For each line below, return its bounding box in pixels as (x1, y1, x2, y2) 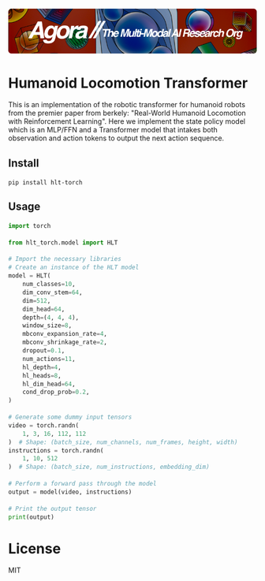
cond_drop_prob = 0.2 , (22, 388, 90, 397)
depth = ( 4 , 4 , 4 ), (22, 313, 80, 322)
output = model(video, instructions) (8, 488, 132, 496)
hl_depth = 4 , (22, 363, 62, 371)
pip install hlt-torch (8, 179, 83, 187)
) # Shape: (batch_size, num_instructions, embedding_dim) (8, 463, 211, 471)
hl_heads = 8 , (22, 371, 62, 379)
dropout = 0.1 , (22, 347, 65, 355)
